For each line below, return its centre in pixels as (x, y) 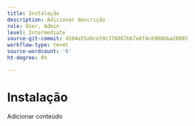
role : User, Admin (33, 26)
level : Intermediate (37, 32)
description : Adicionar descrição (56, 20)
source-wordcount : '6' (39, 52)
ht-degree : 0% (27, 58)
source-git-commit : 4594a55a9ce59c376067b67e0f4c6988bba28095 (97, 39)
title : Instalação (33, 13)
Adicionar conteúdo (35, 116)
